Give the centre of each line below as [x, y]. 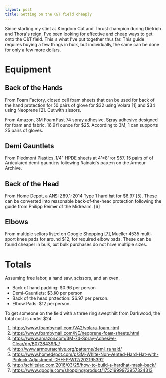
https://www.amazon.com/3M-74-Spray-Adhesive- [65, 338]
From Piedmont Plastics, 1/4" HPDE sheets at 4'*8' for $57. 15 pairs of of [79, 158]
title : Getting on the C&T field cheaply [49, 14]
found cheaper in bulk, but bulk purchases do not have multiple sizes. [76, 244]
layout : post [19, 10]
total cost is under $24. [29, 318]
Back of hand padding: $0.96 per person [54, 287]
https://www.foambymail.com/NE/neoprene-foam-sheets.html [76, 333]
